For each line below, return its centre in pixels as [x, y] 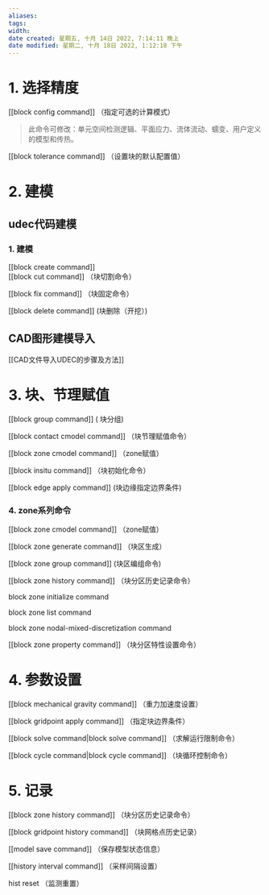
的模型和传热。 [53, 139]
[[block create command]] [52, 267]
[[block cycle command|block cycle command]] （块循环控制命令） [120, 755]
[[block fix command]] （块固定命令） [71, 293]
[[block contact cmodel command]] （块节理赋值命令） [100, 436]
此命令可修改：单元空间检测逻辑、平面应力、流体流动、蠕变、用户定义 [145, 129]
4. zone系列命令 [39, 510]
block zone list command [50, 612]
